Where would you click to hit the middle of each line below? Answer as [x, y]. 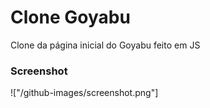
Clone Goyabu [70, 17]
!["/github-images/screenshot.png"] [84, 93]
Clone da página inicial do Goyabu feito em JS [105, 45]
